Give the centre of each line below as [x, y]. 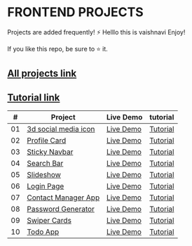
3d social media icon [61, 129]
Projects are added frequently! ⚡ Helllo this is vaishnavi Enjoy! [96, 32]
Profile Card [47, 141]
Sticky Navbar [50, 152]
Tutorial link [34, 97]
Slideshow [44, 175]
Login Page [46, 186]
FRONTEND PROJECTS [75, 12]
